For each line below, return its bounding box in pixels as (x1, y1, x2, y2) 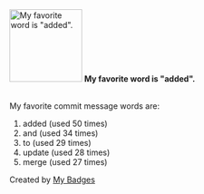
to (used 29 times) (22, 138, 92, 148)
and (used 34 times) (22, 128, 99, 139)
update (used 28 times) (22, 147, 111, 158)
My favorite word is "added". (83, 73, 196, 84)
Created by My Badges (9, 174, 95, 185)
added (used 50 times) (22, 118, 108, 129)
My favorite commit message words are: (9, 101, 160, 112)
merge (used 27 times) (22, 157, 108, 167)
